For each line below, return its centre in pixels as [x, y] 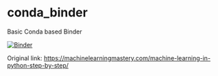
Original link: [25, 58]
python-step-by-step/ [38, 65]
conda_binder [47, 13]
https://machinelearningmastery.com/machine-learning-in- [127, 58]
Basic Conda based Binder [45, 31]
